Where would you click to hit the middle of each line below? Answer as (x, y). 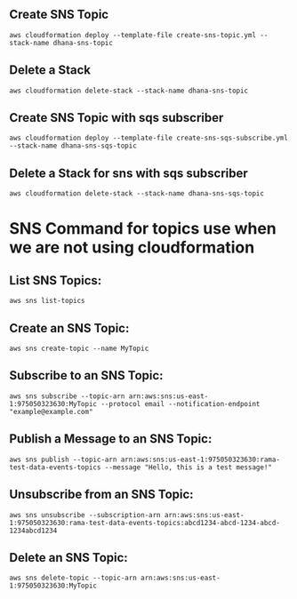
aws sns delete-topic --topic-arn (73, 578)
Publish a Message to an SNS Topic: (111, 439)
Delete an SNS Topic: (69, 558)
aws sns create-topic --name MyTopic (79, 349)
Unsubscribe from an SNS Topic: (101, 495)
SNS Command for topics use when (143, 229)
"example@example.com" (51, 411)
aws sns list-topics (48, 301)
